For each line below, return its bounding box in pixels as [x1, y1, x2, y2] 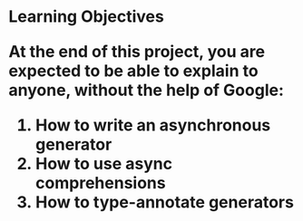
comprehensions [34, 173, 166, 194]
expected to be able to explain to [8, 61, 259, 82]
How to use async [34, 154, 173, 174]
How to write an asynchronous [34, 115, 271, 136]
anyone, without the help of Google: [8, 80, 285, 101]
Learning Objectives [8, 6, 164, 27]
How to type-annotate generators [34, 192, 294, 213]
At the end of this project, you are [8, 42, 265, 62]
